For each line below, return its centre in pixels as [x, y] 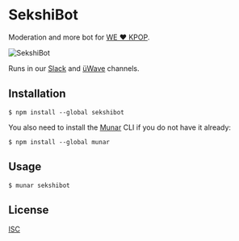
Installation [37, 94]
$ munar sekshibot [39, 185]
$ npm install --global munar [59, 142]
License [29, 210]
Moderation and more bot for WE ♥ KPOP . [79, 37]
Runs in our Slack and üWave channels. [74, 68]
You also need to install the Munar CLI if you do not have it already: [120, 127]
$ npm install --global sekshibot [67, 112]
